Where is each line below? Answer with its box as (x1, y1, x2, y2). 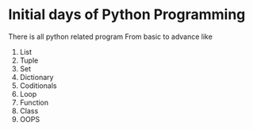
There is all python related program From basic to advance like (8, 32, 213, 41)
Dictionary (19, 72, 54, 82)
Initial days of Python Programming (8, 6, 246, 24)
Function (19, 97, 49, 107)
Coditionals (19, 81, 57, 90)
